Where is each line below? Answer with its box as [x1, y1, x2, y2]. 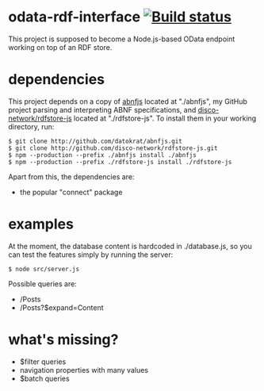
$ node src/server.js [8, 265, 80, 273]
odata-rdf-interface [8, 8, 141, 26]
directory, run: [8, 121, 55, 131]
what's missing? [8, 331, 119, 348]
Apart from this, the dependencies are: [8, 171, 135, 182]
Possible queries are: [8, 278, 77, 289]
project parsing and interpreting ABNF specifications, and [8, 105, 197, 114]
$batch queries [19, 374, 70, 383]
